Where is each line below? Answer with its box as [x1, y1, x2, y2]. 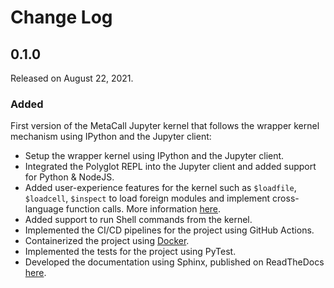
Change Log [10, 6, 113, 29]
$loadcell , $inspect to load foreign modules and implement [24, 192, 271, 205]
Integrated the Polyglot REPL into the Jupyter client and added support [24, 161, 317, 173]
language [24, 203, 64, 215]
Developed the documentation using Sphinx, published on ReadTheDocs [24, 256, 325, 268]
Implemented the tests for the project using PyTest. [24, 246, 237, 258]
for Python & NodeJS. [24, 171, 115, 183]
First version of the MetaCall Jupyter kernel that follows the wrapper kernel [10, 120, 320, 132]
